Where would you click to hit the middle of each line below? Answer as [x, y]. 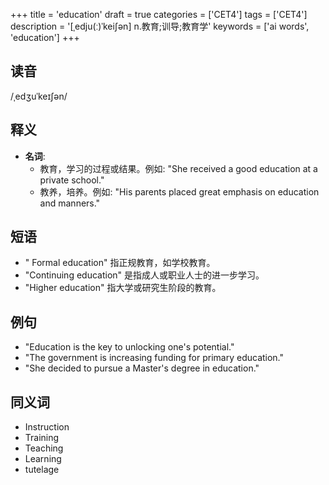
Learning [43, 459]
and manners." [70, 203]
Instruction [47, 427]
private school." [72, 180]
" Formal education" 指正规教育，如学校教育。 [120, 263]
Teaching [44, 448]
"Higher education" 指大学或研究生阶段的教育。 [123, 288]
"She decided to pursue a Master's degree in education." [142, 368]
